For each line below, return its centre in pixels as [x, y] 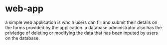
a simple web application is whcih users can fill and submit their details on [81, 22]
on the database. [22, 38]
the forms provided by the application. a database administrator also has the [83, 27]
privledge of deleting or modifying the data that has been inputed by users [82, 33]
